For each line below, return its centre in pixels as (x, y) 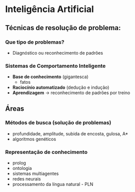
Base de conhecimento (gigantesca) (50, 77)
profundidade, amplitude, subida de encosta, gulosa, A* (70, 133)
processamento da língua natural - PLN (53, 184)
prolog (19, 163)
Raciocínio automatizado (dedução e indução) (61, 87)
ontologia (22, 168)
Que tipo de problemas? (35, 42)
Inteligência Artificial (49, 9)
